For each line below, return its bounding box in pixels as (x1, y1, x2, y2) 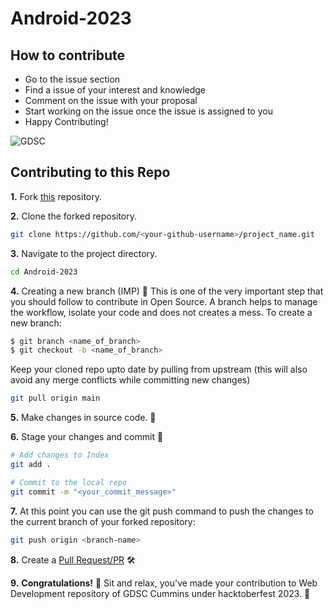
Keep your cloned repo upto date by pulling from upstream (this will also (10, 363, 308, 376)
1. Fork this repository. (10, 190, 103, 202)
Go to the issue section (24, 73, 121, 85)
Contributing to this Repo (10, 164, 171, 181)
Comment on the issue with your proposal (24, 95, 198, 106)
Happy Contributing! (24, 116, 109, 127)
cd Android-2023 (10, 267, 78, 277)
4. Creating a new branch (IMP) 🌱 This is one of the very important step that (10, 285, 324, 297)
